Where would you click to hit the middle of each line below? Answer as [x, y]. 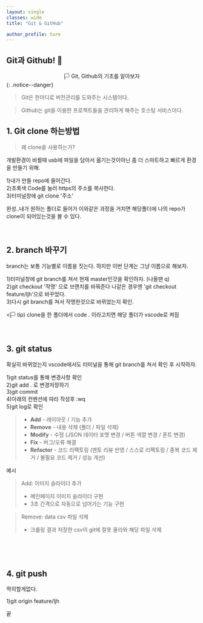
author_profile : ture [34, 34]
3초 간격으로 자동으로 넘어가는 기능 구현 [77, 504]
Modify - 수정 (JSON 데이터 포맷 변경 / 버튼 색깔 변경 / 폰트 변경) [108, 435]
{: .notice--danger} [30, 85]
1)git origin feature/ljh [33, 601]
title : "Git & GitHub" [35, 23]
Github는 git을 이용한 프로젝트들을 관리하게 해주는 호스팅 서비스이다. [102, 111]
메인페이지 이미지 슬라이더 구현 [67, 496]
